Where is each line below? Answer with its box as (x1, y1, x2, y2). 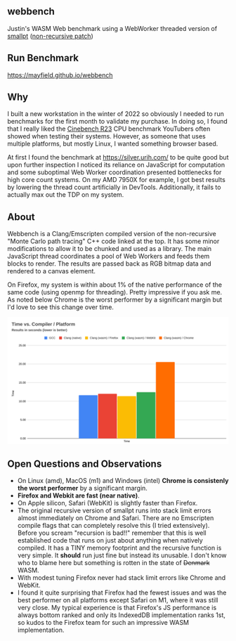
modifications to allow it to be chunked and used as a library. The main (7, 245, 212, 253)
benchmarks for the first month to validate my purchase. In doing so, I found (7, 117, 228, 126)
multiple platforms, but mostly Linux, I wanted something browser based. (7, 140, 218, 148)
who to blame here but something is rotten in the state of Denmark (17, 559, 210, 567)
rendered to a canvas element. (7, 267, 96, 276)
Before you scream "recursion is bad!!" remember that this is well (17, 529, 206, 537)
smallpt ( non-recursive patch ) (7, 32, 93, 40)
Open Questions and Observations (7, 458, 162, 470)
